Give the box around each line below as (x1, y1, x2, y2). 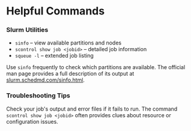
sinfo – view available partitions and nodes (14, 39, 122, 46)
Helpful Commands (6, 4, 105, 18)
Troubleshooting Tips (6, 91, 71, 100)
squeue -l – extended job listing (14, 52, 94, 59)
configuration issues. (6, 118, 58, 125)
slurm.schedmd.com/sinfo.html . (6, 76, 85, 84)
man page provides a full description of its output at (6, 70, 135, 78)
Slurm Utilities (6, 26, 49, 34)
